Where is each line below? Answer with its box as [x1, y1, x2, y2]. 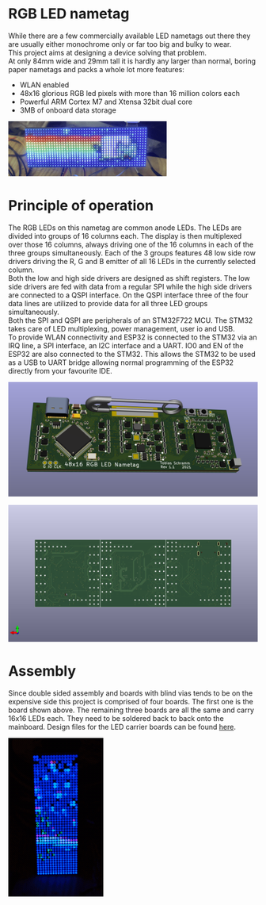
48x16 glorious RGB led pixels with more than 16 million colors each [19, 88, 240, 98]
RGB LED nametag [8, 5, 130, 23]
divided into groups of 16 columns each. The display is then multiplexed [8, 231, 242, 240]
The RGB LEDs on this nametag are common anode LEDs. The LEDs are [8, 223, 242, 232]
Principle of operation [8, 197, 154, 215]
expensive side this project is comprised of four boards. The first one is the [8, 696, 253, 706]
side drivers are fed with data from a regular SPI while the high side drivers [8, 282, 253, 291]
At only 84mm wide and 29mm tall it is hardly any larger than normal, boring [8, 56, 256, 66]
